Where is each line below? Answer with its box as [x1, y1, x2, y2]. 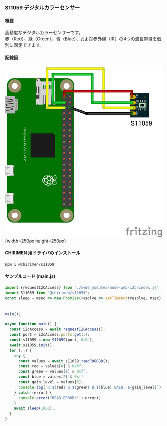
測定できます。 [13, 42, 44, 48]
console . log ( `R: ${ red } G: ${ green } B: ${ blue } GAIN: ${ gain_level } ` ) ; [18, 385, 164, 390]
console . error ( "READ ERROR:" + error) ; [18, 395, 101, 400]
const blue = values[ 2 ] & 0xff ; [18, 374, 85, 379]
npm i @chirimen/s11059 [5, 262, 55, 267]
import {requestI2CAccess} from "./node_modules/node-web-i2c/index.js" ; [5, 285, 162, 290]
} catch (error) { [14, 390, 52, 395]
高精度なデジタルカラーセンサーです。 [5, 30, 83, 36]
